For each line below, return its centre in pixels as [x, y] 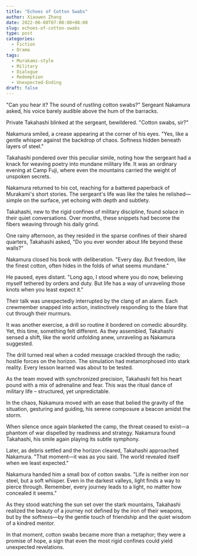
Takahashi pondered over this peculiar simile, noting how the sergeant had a [98, 158]
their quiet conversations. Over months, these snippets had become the [93, 217]
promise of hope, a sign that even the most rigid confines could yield [89, 541]
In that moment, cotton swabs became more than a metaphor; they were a [96, 534]
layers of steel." [25, 146]
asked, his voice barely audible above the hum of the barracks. [82, 111]
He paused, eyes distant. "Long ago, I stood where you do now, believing [95, 277]
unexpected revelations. [35, 547]
